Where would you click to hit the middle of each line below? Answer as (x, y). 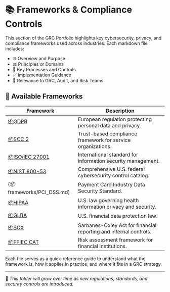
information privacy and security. (117, 207)
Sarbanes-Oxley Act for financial (117, 225)
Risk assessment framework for (115, 239)
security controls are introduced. (39, 284)
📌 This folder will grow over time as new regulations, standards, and (76, 278)
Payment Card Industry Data (111, 185)
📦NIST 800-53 (27, 171)
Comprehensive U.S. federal (111, 169)
